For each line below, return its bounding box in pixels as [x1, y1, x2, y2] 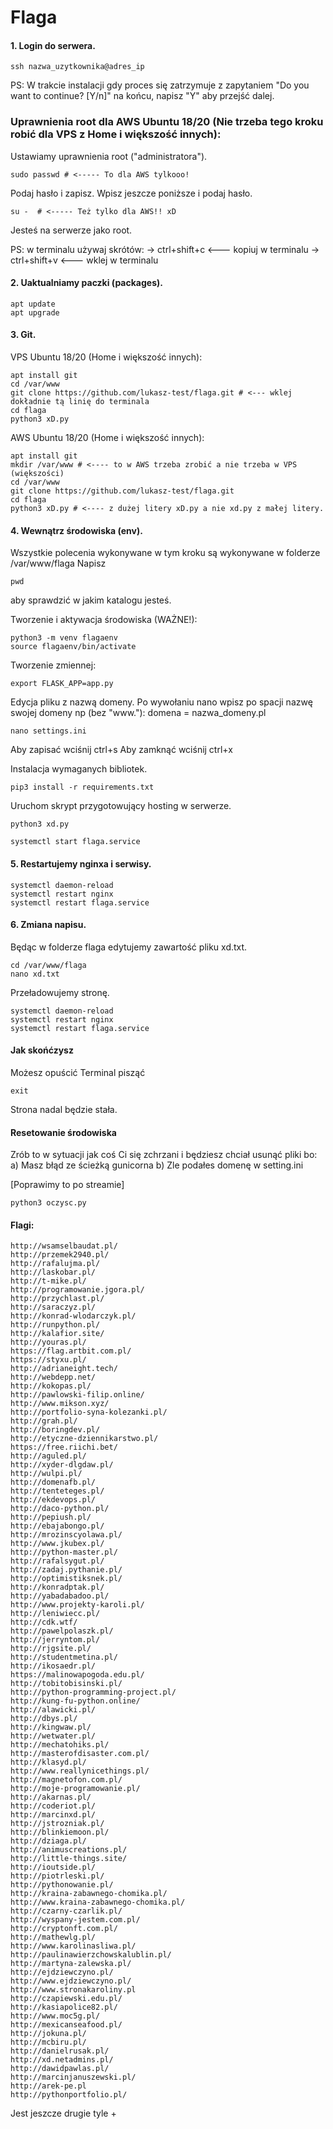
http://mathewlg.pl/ [10, 1932, 97, 1943]
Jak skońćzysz [10, 1044, 74, 1056]
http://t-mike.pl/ [10, 1276, 87, 1286]
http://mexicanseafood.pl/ [10, 2020, 123, 2030]
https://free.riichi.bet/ [10, 1442, 118, 1453]
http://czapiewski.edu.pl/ [10, 1994, 123, 2004]
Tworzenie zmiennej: [10, 659, 97, 671]
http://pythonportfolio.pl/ [10, 2090, 128, 2100]
